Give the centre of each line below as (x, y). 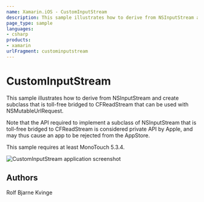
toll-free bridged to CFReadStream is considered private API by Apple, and (100, 129)
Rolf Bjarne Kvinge (29, 192)
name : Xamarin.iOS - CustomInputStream (57, 12)
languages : (20, 29)
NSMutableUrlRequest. (35, 111)
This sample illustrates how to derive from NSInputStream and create (93, 98)
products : (19, 40)
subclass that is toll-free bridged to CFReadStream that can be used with (97, 104)
